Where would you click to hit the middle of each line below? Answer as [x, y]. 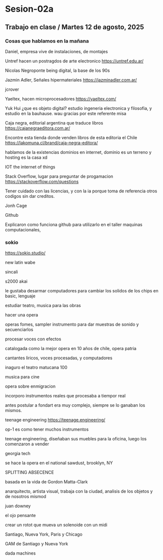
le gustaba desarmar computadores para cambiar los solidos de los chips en [82, 291]
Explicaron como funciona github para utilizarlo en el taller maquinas [74, 224]
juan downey [18, 506]
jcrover [12, 89]
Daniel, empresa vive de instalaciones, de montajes [56, 51]
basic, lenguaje [20, 296]
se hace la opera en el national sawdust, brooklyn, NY [59, 463]
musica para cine [22, 377]
